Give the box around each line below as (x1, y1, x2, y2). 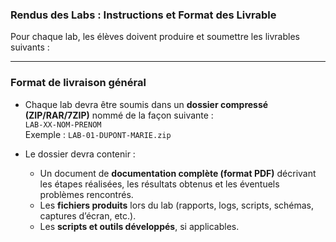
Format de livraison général (10, 76, 147, 90)
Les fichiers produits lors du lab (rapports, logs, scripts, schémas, (39, 199, 315, 211)
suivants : (10, 41, 50, 53)
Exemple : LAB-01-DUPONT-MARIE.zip (24, 128, 172, 140)
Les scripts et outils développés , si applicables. (39, 220, 240, 232)
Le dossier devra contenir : (24, 148, 136, 160)
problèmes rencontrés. (39, 188, 134, 200)
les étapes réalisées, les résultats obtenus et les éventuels (39, 178, 280, 190)
